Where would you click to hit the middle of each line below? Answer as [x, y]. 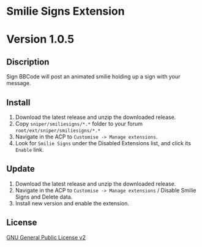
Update [21, 169]
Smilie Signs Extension [65, 11]
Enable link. [29, 150]
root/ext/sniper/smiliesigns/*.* [58, 131]
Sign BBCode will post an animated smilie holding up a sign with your [93, 77]
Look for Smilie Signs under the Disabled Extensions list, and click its [103, 143]
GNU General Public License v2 [46, 237]
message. [19, 83]
